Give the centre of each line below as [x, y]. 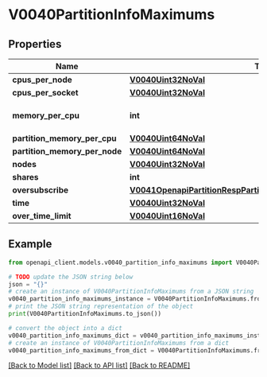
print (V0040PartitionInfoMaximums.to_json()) [85, 314]
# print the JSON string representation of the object [101, 307]
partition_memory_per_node [67, 151]
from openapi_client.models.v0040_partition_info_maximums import [120, 262]
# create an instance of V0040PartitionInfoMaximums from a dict [118, 343]
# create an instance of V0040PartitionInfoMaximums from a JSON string [131, 292]
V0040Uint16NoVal [167, 216]
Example [30, 244]
